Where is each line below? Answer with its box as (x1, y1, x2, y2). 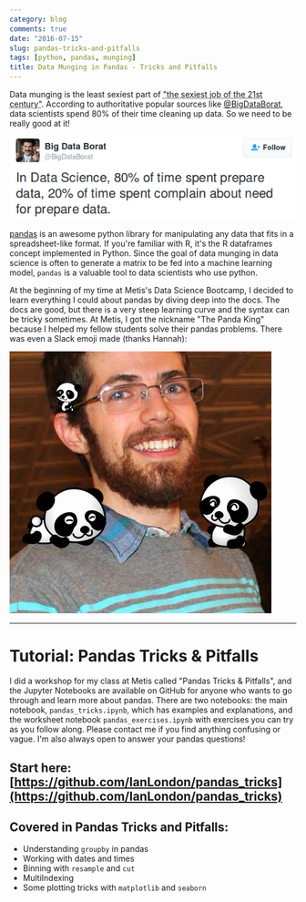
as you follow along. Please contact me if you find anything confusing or (9, 724, 280, 735)
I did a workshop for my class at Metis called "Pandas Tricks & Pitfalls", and (9, 675, 292, 687)
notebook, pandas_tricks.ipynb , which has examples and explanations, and (9, 704, 293, 715)
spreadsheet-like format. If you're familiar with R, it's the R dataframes (9, 238, 273, 250)
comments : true (9, 24, 67, 34)
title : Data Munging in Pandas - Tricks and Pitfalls (9, 63, 219, 72)
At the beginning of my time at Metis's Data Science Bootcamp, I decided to (9, 285, 294, 296)
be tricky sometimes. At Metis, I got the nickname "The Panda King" (9, 314, 265, 325)
